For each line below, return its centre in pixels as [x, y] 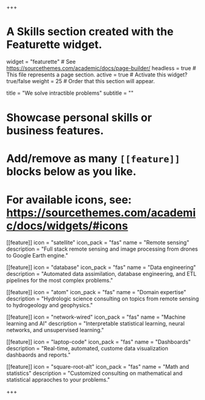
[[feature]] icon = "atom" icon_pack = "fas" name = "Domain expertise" [96, 292]
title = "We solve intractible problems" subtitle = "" [70, 93]
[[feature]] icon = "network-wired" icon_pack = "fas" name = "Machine [96, 317]
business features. [55, 131]
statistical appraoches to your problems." [58, 380]
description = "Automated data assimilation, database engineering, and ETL [102, 274]
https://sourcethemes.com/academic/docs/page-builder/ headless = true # [101, 68]
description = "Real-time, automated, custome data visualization [87, 349]
